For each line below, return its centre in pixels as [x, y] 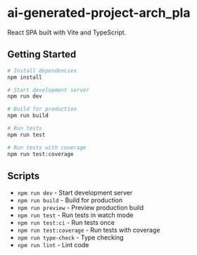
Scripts [24, 176]
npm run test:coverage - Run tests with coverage [89, 230]
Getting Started [42, 54]
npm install [25, 77]
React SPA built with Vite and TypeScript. [67, 32]
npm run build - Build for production [70, 200]
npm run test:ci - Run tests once [66, 223]
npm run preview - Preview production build [81, 208]
